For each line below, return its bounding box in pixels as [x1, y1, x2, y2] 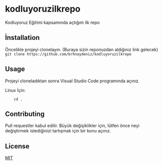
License [5, 142, 30, 150]
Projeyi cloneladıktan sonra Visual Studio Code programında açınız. [5, 78, 140, 84]
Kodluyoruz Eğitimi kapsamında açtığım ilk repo [5, 19, 100, 25]
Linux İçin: [5, 87, 26, 93]
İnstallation [5, 34, 40, 42]
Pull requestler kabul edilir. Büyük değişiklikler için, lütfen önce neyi [5, 123, 140, 128]
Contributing [5, 110, 45, 118]
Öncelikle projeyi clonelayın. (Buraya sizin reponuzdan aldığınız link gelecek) [5, 46, 158, 52]
